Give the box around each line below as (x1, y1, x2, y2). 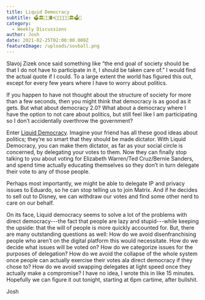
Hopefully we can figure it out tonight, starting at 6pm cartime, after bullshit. (6, 276, 198, 283)
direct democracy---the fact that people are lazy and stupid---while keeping (6, 218, 199, 225)
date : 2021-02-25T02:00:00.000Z (6, 37, 89, 43)
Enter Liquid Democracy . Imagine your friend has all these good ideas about (6, 129, 198, 136)
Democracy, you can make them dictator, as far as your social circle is (6, 142, 183, 149)
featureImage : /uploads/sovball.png (6, 43, 100, 49)
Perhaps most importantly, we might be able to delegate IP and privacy (6, 180, 185, 187)
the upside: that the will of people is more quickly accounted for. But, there (6, 224, 195, 231)
